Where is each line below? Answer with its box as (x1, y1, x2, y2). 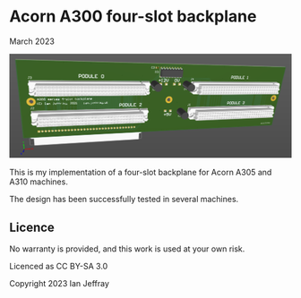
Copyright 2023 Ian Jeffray (9, 278, 110, 289)
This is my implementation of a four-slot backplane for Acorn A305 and (9, 167, 272, 178)
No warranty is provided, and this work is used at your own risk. (9, 243, 245, 254)
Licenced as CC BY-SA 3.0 (9, 261, 108, 272)
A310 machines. (9, 176, 69, 187)
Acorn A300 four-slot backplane (9, 6, 257, 27)
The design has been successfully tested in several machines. (9, 194, 239, 205)
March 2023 (9, 36, 56, 47)
